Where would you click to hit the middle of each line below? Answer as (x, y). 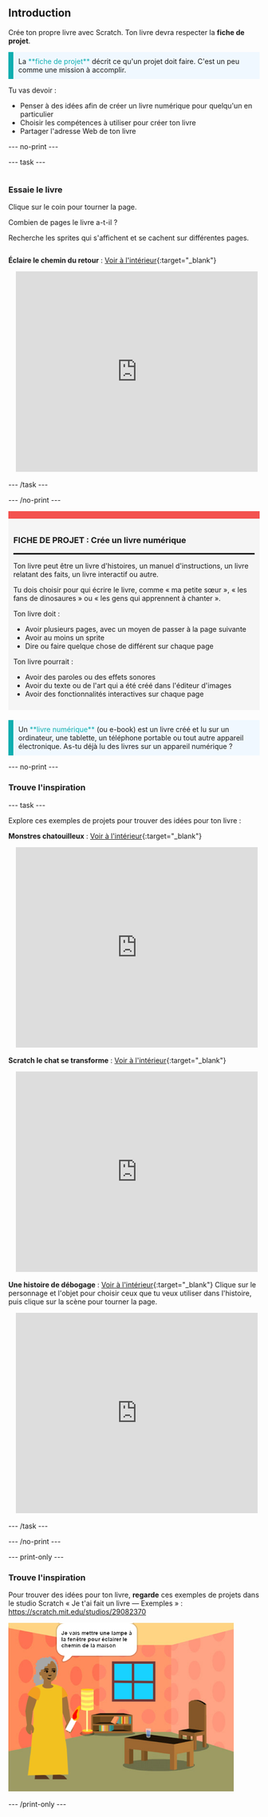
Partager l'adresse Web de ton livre (78, 131)
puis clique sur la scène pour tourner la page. (83, 1301)
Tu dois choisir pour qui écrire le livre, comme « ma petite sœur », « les (130, 590)
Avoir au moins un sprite (65, 638)
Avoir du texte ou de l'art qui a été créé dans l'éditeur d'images (128, 686)
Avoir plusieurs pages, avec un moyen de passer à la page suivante (136, 629)
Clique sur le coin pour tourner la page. (73, 207)
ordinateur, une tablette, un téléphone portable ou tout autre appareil (131, 738)
